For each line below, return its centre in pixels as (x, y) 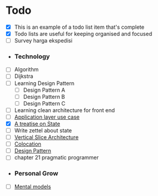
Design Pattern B (44, 97)
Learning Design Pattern (44, 83)
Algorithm (26, 70)
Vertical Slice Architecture (46, 137)
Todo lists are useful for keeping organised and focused (83, 34)
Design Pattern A (44, 90)
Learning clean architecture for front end (64, 110)
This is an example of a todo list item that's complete (79, 27)
